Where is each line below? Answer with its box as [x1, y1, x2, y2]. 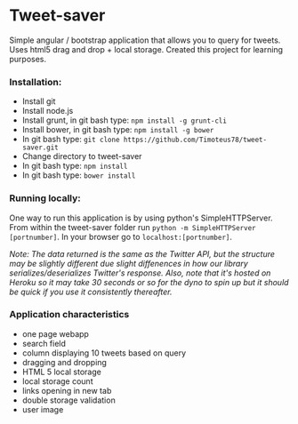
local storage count [21, 375, 93, 387]
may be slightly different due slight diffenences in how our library [9, 258, 249, 268]
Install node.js [21, 106, 74, 116]
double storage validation [21, 395, 116, 405]
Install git [21, 96, 56, 107]
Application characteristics [9, 308, 130, 321]
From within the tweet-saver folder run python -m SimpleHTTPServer [9, 221, 256, 232]
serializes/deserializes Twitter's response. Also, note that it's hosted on [9, 268, 271, 278]
